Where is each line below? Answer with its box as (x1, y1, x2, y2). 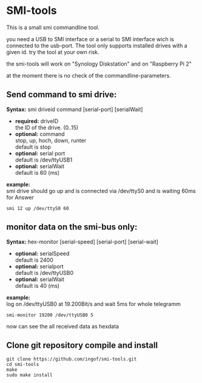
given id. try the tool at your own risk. (6, 48, 99, 55)
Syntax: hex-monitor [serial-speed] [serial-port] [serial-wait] (6, 238, 159, 245)
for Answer (6, 194, 35, 201)
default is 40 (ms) (15, 282, 60, 289)
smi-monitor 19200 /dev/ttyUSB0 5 (6, 312, 94, 318)
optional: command (15, 130, 65, 137)
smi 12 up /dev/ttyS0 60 (6, 205, 69, 211)
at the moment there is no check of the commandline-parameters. (6, 72, 171, 79)
